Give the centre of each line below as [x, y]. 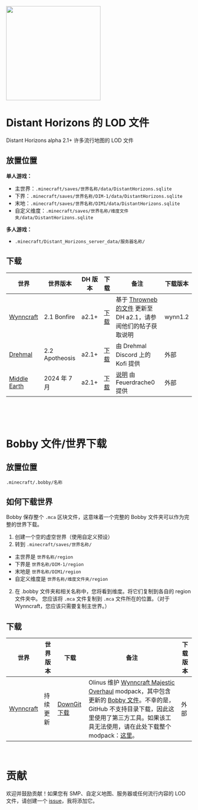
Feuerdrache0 [135, 382]
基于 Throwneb [137, 299]
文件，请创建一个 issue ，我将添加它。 [52, 801]
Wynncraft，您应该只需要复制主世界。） [62, 606]
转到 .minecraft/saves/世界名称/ [53, 544]
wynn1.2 [176, 316]
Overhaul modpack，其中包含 [129, 692]
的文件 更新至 [134, 308]
